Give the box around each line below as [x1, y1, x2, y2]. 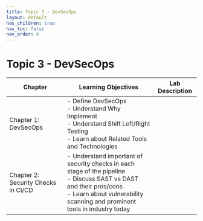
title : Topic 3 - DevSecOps [6, 8, 77, 15]
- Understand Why [67, 104, 121, 113]
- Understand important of [67, 152, 143, 161]
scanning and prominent [67, 197, 137, 206]
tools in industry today [67, 205, 130, 213]
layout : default [6, 14, 47, 21]
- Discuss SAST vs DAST [67, 175, 139, 183]
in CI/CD [9, 186, 33, 194]
